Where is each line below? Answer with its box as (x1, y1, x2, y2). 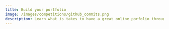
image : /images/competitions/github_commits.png (5, 12, 109, 17)
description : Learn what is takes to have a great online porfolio (5, 16, 150, 21)
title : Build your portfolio (5, 7, 66, 12)
